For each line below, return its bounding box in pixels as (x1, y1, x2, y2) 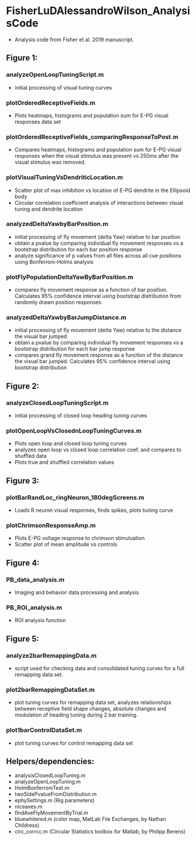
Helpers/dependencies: (6, 756, 95, 766)
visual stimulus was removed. (14, 158, 86, 166)
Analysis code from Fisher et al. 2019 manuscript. (14, 36, 135, 43)
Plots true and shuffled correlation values (14, 459, 114, 466)
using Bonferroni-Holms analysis (14, 258, 94, 265)
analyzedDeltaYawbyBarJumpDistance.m (6, 313, 127, 322)
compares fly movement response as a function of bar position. (14, 286, 168, 293)
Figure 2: (6, 381, 40, 391)
